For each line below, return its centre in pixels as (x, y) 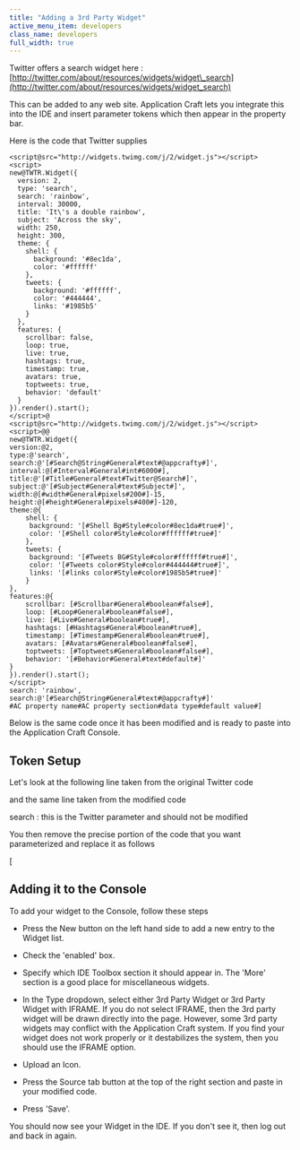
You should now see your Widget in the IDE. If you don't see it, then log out (148, 1126)
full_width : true (42, 43)
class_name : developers (54, 34)
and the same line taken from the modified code (98, 800)
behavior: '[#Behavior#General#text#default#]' (116, 660)
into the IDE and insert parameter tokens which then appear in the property (148, 114)
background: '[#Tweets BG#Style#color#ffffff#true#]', (134, 558)
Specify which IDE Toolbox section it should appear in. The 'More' (144, 973)
